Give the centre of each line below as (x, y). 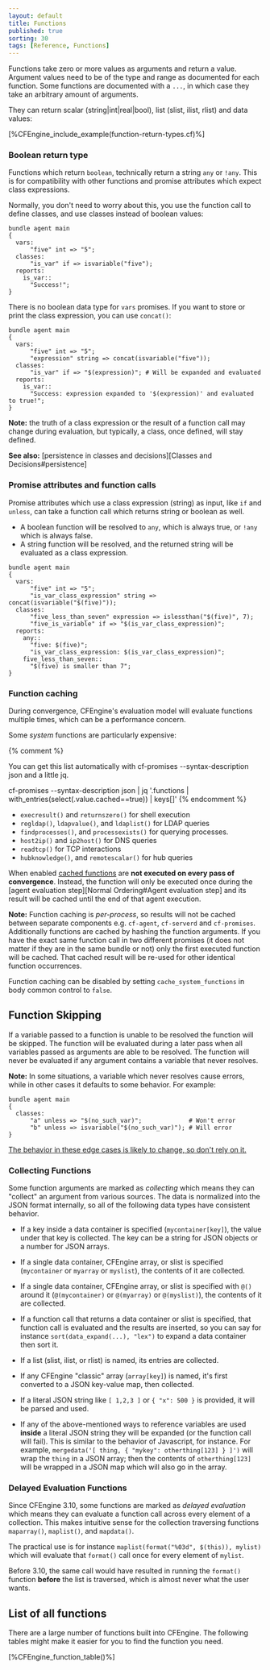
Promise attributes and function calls (82, 485)
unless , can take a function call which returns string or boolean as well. (127, 511)
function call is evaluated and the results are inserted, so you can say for (141, 1327)
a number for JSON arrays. (65, 1247)
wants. (19, 1588)
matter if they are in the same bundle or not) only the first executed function (134, 949)
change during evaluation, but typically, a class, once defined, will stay (126, 431)
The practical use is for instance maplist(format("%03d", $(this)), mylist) (135, 1547)
